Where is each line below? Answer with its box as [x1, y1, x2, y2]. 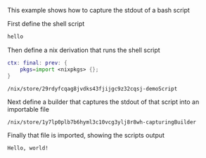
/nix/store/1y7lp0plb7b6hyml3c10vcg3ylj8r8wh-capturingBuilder [7, 119, 197, 126]
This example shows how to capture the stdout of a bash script [7, 6, 190, 14]
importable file [7, 105, 49, 113]
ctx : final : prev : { [7, 59, 68, 66]
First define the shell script [7, 20, 85, 27]
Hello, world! [7, 144, 49, 152]
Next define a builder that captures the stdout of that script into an [7, 98, 200, 106]
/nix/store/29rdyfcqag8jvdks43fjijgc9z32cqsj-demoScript [7, 85, 178, 92]
